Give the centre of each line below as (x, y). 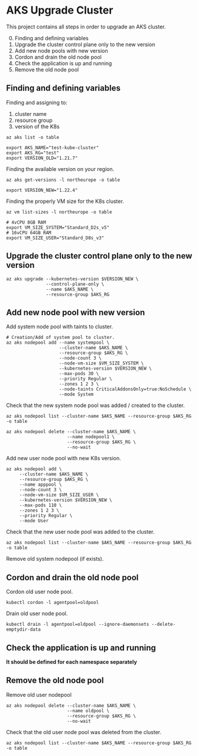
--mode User (34, 521)
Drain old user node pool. (37, 613)
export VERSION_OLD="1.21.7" (42, 158)
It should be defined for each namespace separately (72, 662)
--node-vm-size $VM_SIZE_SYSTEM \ (101, 364)
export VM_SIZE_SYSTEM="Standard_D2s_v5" (58, 227)
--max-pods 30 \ (79, 374)
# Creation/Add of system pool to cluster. (61, 338)
